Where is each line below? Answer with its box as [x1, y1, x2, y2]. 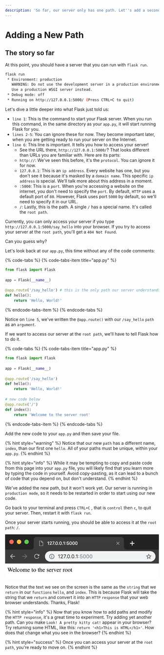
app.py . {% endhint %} [5, 450, 50, 456]
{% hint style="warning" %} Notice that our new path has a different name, [5, 440, 156, 446]
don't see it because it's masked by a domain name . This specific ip [19, 173, 154, 179]
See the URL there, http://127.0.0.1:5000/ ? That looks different [19, 147, 150, 153]
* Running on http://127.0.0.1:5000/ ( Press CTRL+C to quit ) [7, 98, 134, 102]
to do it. [5, 337, 20, 342]
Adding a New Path [5, 29, 84, 40]
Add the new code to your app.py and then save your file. [5, 431, 120, 437]
